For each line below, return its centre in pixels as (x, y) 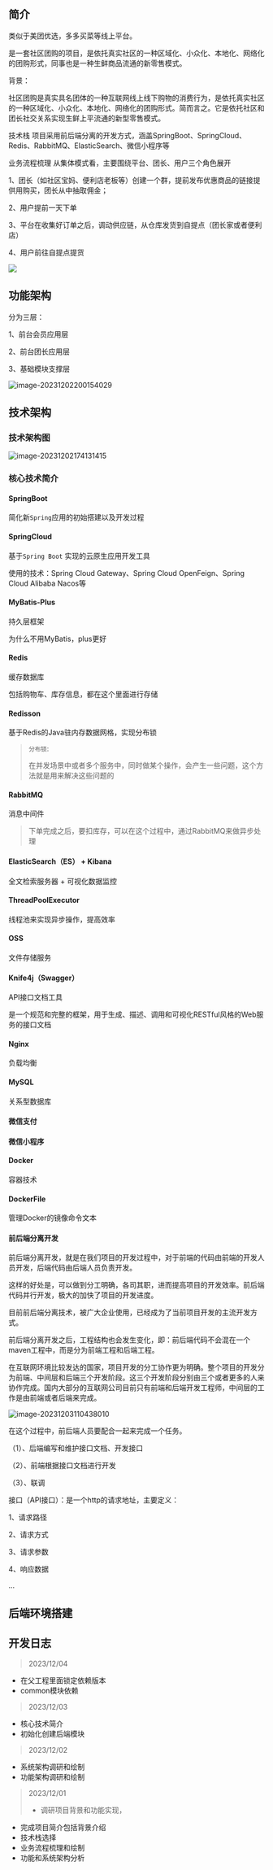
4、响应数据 (29, 1569)
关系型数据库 (30, 1101)
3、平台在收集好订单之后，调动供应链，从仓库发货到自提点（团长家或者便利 (135, 224)
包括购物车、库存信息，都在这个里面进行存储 (83, 695)
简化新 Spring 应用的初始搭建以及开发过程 (76, 517)
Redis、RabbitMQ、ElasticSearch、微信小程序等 (89, 146)
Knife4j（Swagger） (44, 978)
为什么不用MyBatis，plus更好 (58, 639)
